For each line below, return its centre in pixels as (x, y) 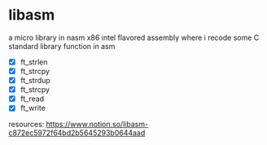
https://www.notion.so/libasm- (97, 125)
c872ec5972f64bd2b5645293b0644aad (77, 133)
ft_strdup (35, 81)
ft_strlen (34, 62)
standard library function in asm (62, 46)
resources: (26, 125)
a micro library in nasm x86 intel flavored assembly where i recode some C (134, 37)
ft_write (33, 108)
